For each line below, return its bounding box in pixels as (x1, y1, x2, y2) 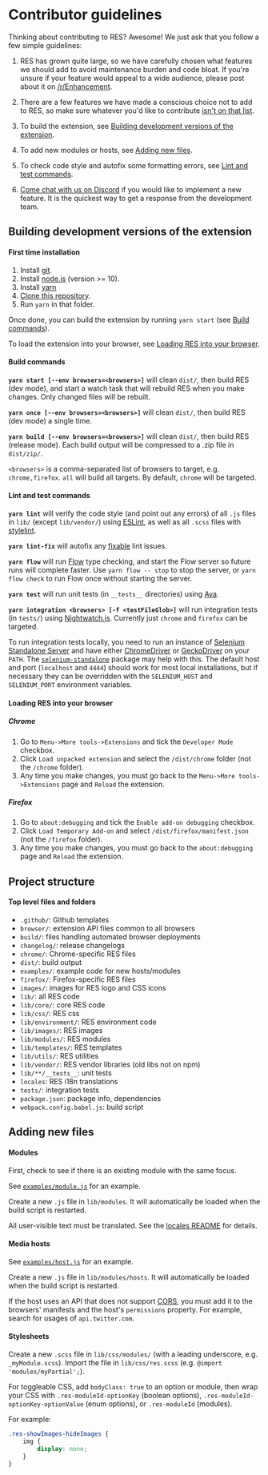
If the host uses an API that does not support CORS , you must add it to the (8, 1296, 254, 1306)
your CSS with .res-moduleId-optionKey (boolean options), (8, 1391, 202, 1401)
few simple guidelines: (8, 40, 82, 50)
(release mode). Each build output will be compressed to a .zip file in (8, 440, 234, 449)
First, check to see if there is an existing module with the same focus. (8, 1165, 237, 1175)
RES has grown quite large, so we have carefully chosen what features (19, 56, 253, 66)
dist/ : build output (19, 958, 82, 967)
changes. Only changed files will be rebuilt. (8, 392, 150, 401)
